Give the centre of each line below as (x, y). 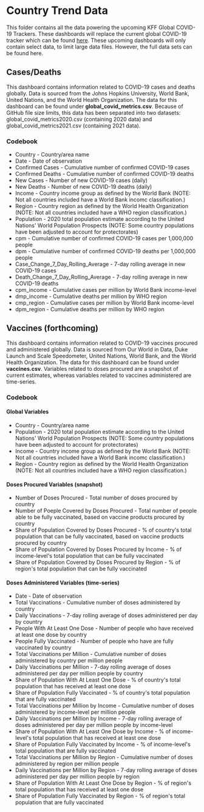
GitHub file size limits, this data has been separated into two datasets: (93, 112)
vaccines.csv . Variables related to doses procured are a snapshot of (92, 368)
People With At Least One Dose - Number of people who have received (104, 628)
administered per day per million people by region (77, 777)
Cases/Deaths (34, 73)
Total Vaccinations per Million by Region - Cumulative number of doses (104, 757)
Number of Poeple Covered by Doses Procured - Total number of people (106, 511)
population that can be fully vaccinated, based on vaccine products (99, 536)
